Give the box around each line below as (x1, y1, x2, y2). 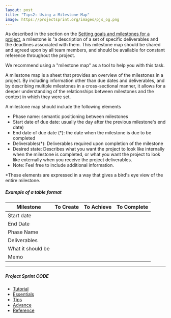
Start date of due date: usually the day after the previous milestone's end (12, 119, 166, 125)
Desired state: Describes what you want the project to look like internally (12, 146, 165, 152)
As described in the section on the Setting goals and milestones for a (5, 31, 150, 37)
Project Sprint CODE (5, 273, 49, 279)
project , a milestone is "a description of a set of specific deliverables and (5, 36, 159, 42)
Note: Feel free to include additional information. (12, 162, 115, 168)
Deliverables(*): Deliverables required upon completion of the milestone (12, 140, 164, 147)
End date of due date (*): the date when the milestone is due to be (12, 130, 152, 136)
